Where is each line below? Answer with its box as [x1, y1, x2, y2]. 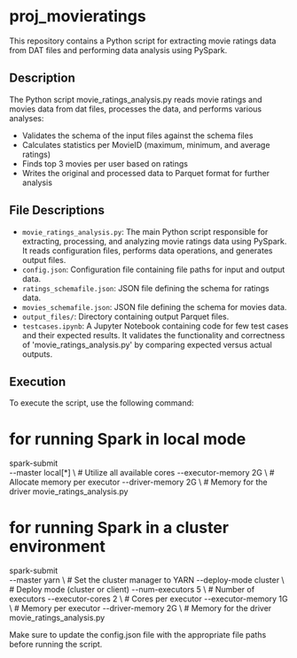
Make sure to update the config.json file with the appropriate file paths [9, 630, 267, 640]
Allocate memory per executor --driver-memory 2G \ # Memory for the [9, 476, 268, 488]
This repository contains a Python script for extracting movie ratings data [9, 35, 277, 46]
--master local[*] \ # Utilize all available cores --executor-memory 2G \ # [9, 468, 275, 478]
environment [9, 536, 106, 556]
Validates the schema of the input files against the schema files [21, 130, 254, 141]
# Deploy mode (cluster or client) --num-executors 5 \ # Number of [9, 584, 255, 595]
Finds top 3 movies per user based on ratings [21, 158, 189, 169]
